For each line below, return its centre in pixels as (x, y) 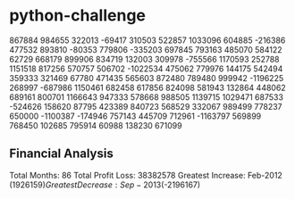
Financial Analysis (61, 154)
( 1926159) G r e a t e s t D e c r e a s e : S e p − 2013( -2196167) (105, 185)
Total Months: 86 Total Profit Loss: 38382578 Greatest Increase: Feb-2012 (146, 175)
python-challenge (77, 16)
